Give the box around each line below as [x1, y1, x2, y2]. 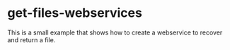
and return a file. [7, 35, 56, 44]
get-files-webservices [7, 5, 143, 21]
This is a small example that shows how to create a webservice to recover [7, 28, 223, 37]
